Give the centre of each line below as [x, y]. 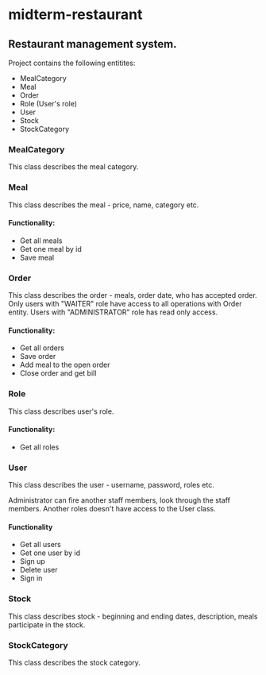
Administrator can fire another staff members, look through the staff [119, 500]
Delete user [39, 570]
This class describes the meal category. [73, 167]
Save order [38, 357]
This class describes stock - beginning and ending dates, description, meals [133, 616]
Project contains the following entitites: [72, 63]
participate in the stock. [47, 624]
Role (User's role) [48, 104]
